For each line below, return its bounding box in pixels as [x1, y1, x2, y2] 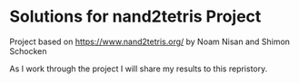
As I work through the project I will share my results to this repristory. [9, 63, 268, 74]
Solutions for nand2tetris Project [9, 6, 262, 27]
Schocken [9, 45, 47, 56]
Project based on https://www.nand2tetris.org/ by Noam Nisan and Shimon [9, 36, 291, 47]
